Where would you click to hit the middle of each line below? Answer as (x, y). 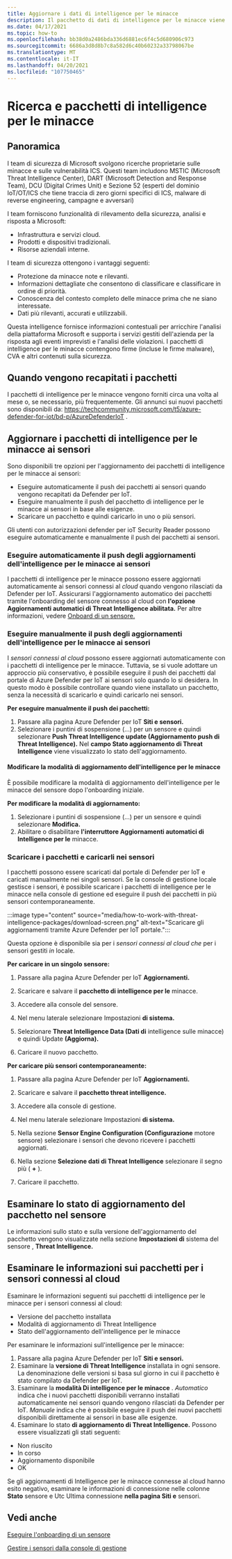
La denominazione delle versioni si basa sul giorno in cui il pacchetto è (118, 1373)
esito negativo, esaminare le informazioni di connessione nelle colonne (109, 1488)
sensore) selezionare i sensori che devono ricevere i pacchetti (106, 1141)
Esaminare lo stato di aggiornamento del (96, 1204)
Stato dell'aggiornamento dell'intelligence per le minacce (99, 1331)
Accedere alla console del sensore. (67, 1005)
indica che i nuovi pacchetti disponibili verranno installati (98, 1395)
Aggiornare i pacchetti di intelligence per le (102, 438)
